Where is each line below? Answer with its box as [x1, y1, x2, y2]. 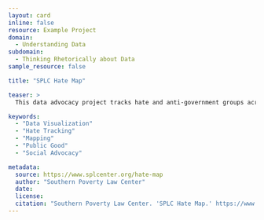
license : [15, 192, 44, 200]
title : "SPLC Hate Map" [8, 76, 86, 85]
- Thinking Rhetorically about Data [15, 56, 135, 64]
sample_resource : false [8, 63, 86, 71]
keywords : [8, 112, 41, 120]
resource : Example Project [8, 26, 97, 34]
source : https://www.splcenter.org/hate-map [15, 170, 163, 178]
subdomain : [8, 48, 44, 56]
